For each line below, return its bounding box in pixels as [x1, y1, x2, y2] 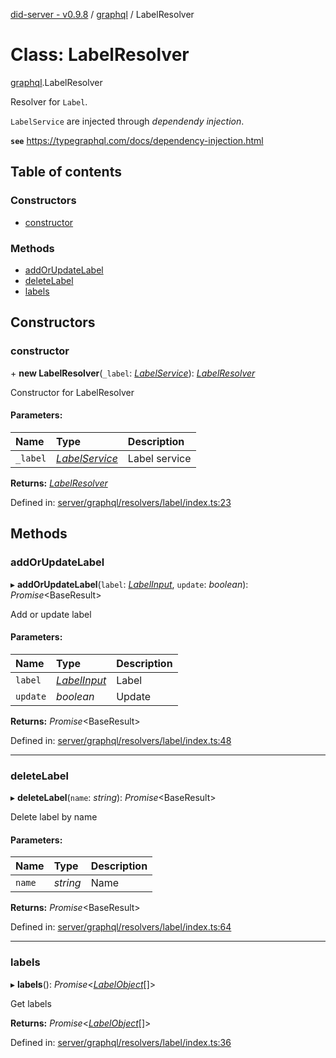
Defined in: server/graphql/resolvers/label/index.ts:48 [10, 734, 232, 746]
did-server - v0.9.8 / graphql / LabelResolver [10, 9, 195, 20]
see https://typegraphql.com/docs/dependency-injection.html [10, 134, 264, 146]
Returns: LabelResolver [10, 477, 108, 489]
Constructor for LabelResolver [10, 386, 135, 398]
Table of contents [10, 164, 122, 181]
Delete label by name [10, 811, 98, 823]
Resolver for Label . [10, 95, 88, 108]
